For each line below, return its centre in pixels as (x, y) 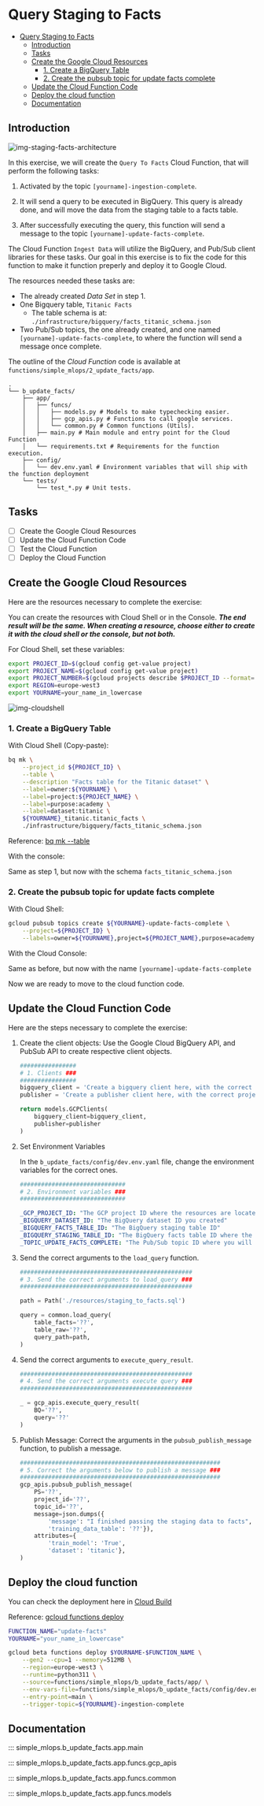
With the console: (37, 856)
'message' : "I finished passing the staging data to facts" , (150, 1521)
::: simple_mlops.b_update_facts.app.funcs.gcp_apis (92, 1763)
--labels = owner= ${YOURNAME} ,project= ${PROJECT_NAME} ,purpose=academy (139, 938)
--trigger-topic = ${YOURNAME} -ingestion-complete (103, 1704)
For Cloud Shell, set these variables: (66, 649)
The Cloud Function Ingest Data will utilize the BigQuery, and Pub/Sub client (132, 248)
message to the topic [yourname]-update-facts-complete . (112, 233)
